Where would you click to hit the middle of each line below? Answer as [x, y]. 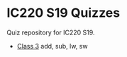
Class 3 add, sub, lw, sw [52, 46]
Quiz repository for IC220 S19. [51, 32]
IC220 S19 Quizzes [63, 13]
